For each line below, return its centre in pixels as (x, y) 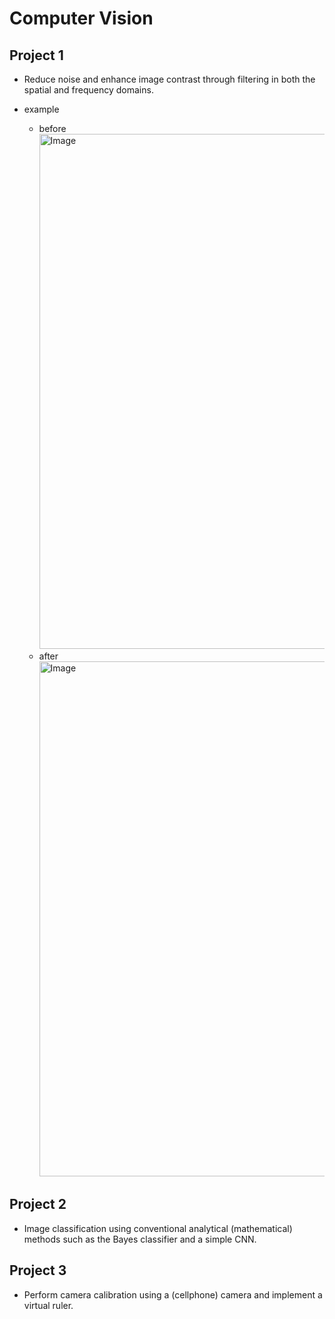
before (52, 128)
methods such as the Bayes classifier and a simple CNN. (140, 1239)
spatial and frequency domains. (88, 90)
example (41, 109)
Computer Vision (81, 18)
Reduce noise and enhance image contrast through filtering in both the (169, 79)
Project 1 (36, 55)
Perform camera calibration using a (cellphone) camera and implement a (173, 1294)
